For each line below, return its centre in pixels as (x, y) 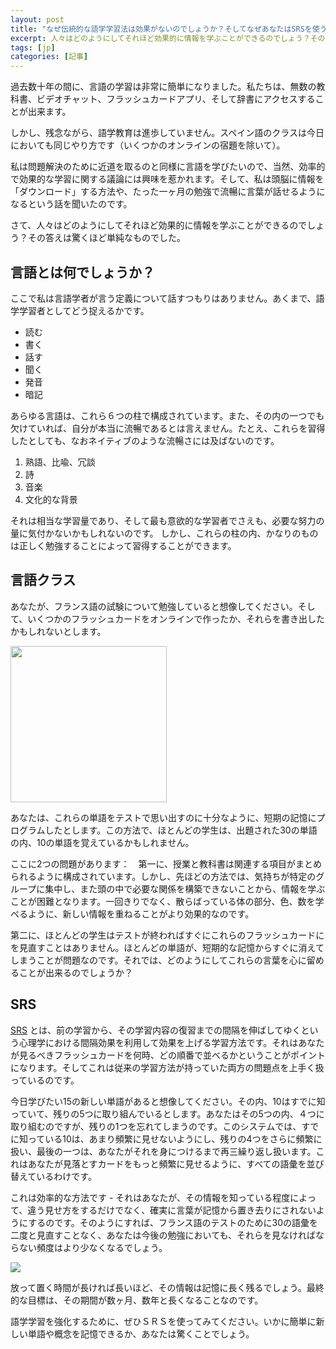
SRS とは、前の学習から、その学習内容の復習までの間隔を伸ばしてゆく (156, 1030)
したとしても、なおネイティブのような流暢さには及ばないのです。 (145, 440)
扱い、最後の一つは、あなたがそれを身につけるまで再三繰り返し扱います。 (163, 1151)
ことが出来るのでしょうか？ (75, 972)
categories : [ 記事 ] (49, 57)
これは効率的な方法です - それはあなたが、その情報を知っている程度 (150, 1197)
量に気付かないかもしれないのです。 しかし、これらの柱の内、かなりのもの (164, 533)
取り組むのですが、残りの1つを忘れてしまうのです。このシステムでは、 (156, 1126)
